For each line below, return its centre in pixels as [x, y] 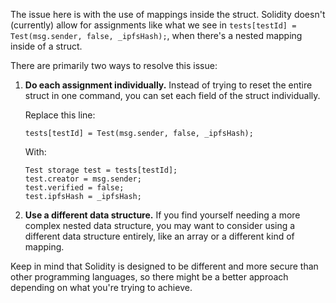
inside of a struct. [46, 46]
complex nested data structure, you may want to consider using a [160, 225]
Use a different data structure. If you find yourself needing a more [162, 215]
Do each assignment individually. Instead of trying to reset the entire [168, 85]
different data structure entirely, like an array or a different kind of [159, 236]
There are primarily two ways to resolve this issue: [114, 65]
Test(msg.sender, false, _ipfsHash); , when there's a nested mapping [156, 35]
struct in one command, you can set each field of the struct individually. [172, 95]
